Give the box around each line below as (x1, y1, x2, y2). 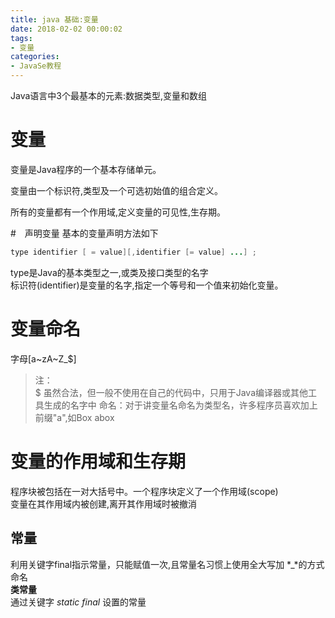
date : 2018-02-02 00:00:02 (10, 24, 123, 34)
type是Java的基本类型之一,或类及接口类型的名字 (10, 266, 209, 278)
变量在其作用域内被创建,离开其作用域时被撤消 (10, 497, 198, 510)
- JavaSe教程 (10, 61, 62, 71)
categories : (10, 52, 60, 62)
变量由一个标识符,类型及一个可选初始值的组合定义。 (10, 184, 224, 196)
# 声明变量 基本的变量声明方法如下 (10, 227, 159, 239)
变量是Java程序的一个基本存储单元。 (10, 163, 162, 175)
